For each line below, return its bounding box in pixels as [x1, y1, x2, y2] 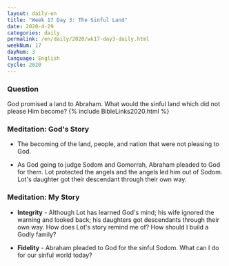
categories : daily [7, 29, 60, 37]
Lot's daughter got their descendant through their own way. [17, 175, 187, 183]
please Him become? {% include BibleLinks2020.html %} [7, 107, 170, 115]
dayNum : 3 [7, 49, 36, 56]
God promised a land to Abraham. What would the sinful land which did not [7, 99, 221, 108]
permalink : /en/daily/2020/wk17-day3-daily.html [7, 36, 150, 43]
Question [7, 84, 39, 94]
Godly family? [17, 230, 57, 238]
